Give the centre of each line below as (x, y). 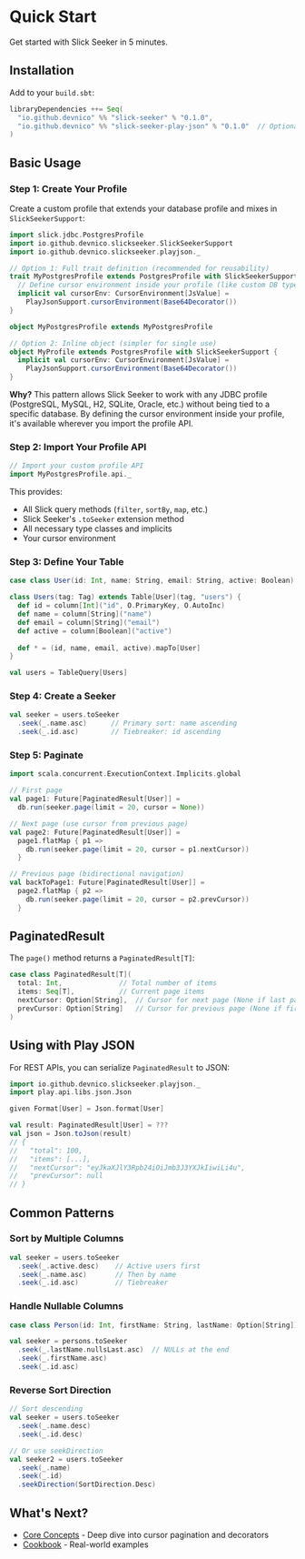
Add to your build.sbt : (52, 92)
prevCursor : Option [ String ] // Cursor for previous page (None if (150, 1008)
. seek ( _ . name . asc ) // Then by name (97, 1274)
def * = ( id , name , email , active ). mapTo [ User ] (109, 648)
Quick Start (53, 17)
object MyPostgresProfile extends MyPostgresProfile (111, 327)
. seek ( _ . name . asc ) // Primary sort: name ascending (128, 724)
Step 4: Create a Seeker (63, 696)
